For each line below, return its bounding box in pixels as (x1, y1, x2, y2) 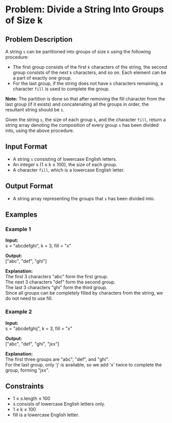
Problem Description (5, 35, 73, 44)
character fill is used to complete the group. (12, 86, 110, 92)
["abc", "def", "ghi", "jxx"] (5, 340, 60, 347)
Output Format (5, 182, 53, 190)
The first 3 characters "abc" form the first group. (5, 274, 108, 280)
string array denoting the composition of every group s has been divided (5, 122, 159, 128)
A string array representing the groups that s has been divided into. (12, 195, 155, 201)
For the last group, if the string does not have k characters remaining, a (12, 81, 163, 86)
